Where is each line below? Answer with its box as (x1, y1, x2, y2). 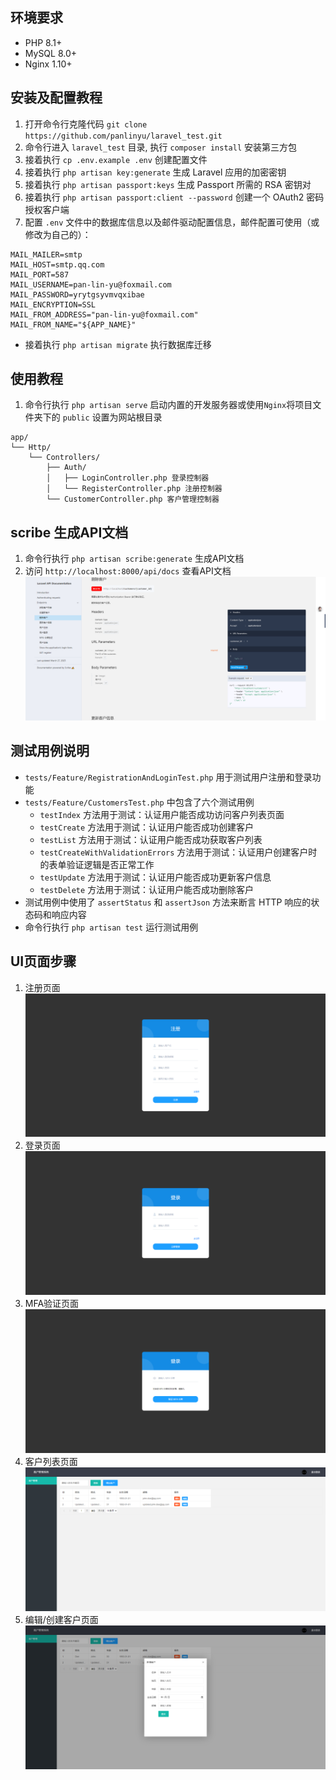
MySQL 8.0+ (24, 47, 78, 59)
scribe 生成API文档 (10, 524, 129, 541)
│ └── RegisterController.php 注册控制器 (46, 484, 223, 494)
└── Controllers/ (28, 453, 101, 463)
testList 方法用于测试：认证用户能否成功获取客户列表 (39, 833, 263, 845)
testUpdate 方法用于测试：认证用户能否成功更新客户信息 (39, 871, 272, 883)
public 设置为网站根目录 (62, 411, 163, 423)
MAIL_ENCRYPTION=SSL (10, 299, 97, 310)
